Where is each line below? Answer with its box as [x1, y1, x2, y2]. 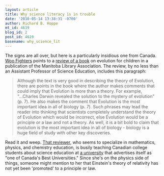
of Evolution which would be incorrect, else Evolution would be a [17, 114, 148, 120]
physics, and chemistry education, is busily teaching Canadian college [5, 144, 148, 150]
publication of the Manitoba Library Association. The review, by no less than [5, 63, 159, 69]
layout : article [5, 7, 38, 12]
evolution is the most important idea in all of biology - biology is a [17, 125, 150, 130]
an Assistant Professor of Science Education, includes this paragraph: [5, 68, 146, 74]
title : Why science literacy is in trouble [5, 12, 96, 17]
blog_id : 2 [5, 30, 27, 35]
